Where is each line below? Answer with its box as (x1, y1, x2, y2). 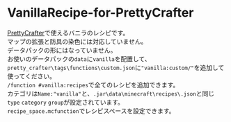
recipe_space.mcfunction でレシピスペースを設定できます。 (7, 106, 175, 115)
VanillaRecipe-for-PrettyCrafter (7, 5, 194, 21)
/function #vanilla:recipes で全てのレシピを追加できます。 (7, 80, 180, 89)
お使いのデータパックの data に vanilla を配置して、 (7, 54, 151, 63)
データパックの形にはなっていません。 (7, 46, 117, 54)
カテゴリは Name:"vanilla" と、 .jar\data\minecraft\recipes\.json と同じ (7, 89, 214, 98)
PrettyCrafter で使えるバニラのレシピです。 (7, 28, 129, 37)
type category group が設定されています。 (7, 98, 124, 106)
